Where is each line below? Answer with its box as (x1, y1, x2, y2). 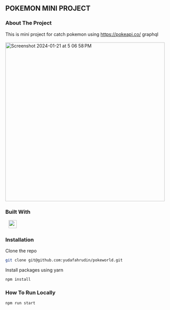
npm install (5, 277, 31, 282)
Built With (5, 208, 31, 215)
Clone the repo (5, 248, 37, 254)
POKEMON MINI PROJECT (5, 4, 91, 13)
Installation (5, 236, 34, 243)
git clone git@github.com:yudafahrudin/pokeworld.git (5, 258, 123, 263)
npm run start (5, 301, 36, 306)
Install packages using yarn (5, 267, 64, 273)
